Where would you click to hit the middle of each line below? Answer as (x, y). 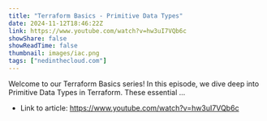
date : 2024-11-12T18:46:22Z (56, 23)
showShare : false (38, 38)
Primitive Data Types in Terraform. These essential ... (97, 92)
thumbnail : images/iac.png (54, 53)
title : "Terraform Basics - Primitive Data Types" (96, 16)
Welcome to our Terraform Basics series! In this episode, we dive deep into (134, 83)
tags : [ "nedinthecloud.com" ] (58, 61)
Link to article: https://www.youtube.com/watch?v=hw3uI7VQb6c (129, 108)
